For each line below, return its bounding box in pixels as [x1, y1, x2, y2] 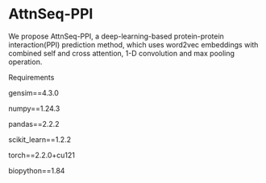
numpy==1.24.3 [8, 104, 60, 113]
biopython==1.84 [8, 165, 65, 175]
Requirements [8, 72, 55, 82]
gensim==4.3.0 [8, 87, 59, 97]
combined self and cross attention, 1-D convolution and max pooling [8, 48, 235, 58]
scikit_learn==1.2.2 [8, 134, 71, 144]
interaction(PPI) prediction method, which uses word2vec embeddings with [8, 39, 259, 49]
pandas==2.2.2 [8, 119, 60, 128]
